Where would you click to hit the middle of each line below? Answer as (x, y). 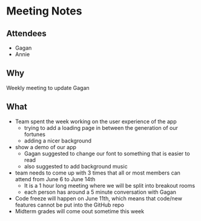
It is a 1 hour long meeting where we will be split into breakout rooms (110, 185)
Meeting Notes (44, 11)
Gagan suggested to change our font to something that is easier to (107, 153)
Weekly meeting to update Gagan (48, 88)
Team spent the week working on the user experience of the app (96, 121)
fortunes (35, 134)
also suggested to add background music (76, 166)
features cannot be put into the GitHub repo (69, 205)
